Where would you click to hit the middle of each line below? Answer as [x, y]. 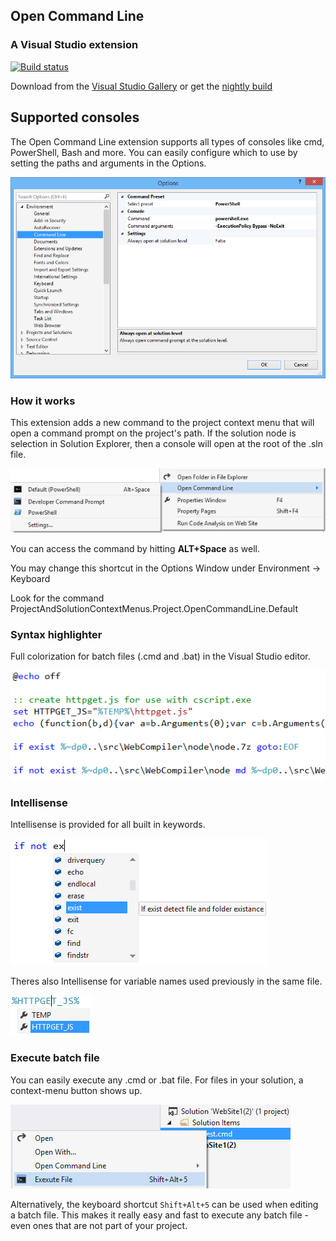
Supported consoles [75, 117]
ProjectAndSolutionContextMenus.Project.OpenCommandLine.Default [154, 608]
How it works [43, 401]
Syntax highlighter [56, 634]
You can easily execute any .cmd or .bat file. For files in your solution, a [157, 1080]
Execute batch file [55, 1058]
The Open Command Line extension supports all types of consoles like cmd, [167, 141]
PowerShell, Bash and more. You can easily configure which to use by [154, 152]
